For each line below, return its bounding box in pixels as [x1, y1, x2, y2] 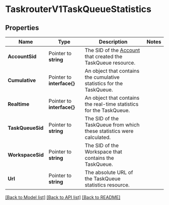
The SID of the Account [84, 47, 140, 54]
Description [99, 39, 128, 45]
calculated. [84, 134, 111, 141]
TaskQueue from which [84, 121, 140, 128]
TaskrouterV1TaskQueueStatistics [5, 4, 152, 15]
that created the [84, 53, 122, 60]
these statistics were [84, 128, 134, 134]
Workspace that [84, 148, 122, 155]
